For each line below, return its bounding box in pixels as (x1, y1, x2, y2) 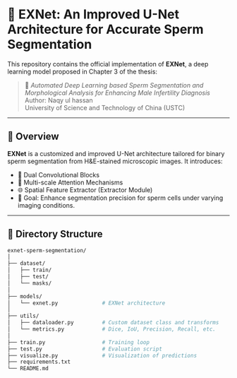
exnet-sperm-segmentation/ (7, 247, 87, 254)
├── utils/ (7, 312, 39, 320)
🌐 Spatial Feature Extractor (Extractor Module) (17, 185, 153, 194)
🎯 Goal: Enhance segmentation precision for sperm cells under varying (17, 194, 224, 202)
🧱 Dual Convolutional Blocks (17, 170, 100, 179)
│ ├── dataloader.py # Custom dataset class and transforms (7, 319, 219, 326)
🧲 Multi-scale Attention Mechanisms (17, 178, 123, 187)
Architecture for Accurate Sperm (7, 21, 204, 37)
